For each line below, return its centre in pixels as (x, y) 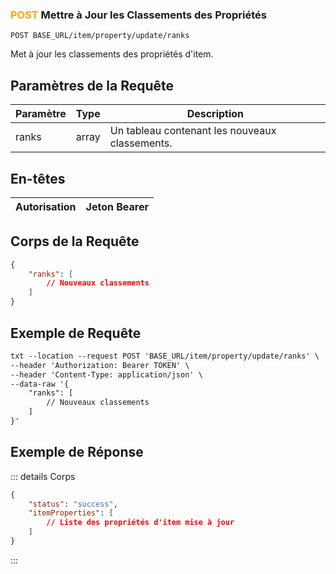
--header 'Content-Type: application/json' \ (106, 374)
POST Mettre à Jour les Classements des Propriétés (138, 15)
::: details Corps (43, 476)
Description (215, 114)
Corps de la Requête (75, 241)
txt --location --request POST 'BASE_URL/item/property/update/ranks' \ (165, 356)
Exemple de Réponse (77, 452)
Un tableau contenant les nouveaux (193, 131)
